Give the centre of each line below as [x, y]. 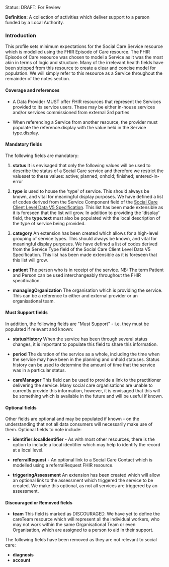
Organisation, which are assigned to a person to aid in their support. [83, 530]
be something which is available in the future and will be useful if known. [88, 396]
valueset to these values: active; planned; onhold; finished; [73, 176]
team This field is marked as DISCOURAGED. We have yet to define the [86, 514]
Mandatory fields [24, 144]
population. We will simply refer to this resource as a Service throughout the [84, 73]
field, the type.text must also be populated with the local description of [87, 218]
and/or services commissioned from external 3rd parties [71, 112]
